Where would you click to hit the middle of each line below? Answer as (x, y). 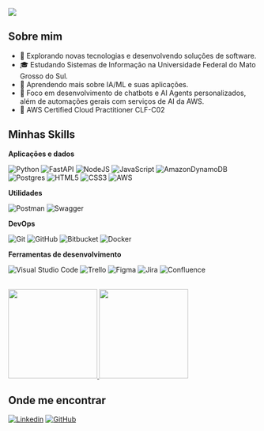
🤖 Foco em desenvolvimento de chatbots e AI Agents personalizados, (133, 93)
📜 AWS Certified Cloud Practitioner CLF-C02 (92, 109)
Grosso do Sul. (44, 76)
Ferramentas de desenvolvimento (65, 254)
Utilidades (25, 193)
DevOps (22, 223)
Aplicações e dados (41, 154)
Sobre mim (36, 37)
